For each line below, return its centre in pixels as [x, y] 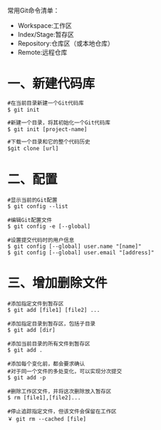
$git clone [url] [33, 149]
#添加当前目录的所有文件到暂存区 [49, 344]
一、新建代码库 [51, 84]
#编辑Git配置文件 [30, 220]
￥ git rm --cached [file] [47, 419]
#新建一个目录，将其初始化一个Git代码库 [59, 122]
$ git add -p [27, 378]
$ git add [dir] [31, 330]
